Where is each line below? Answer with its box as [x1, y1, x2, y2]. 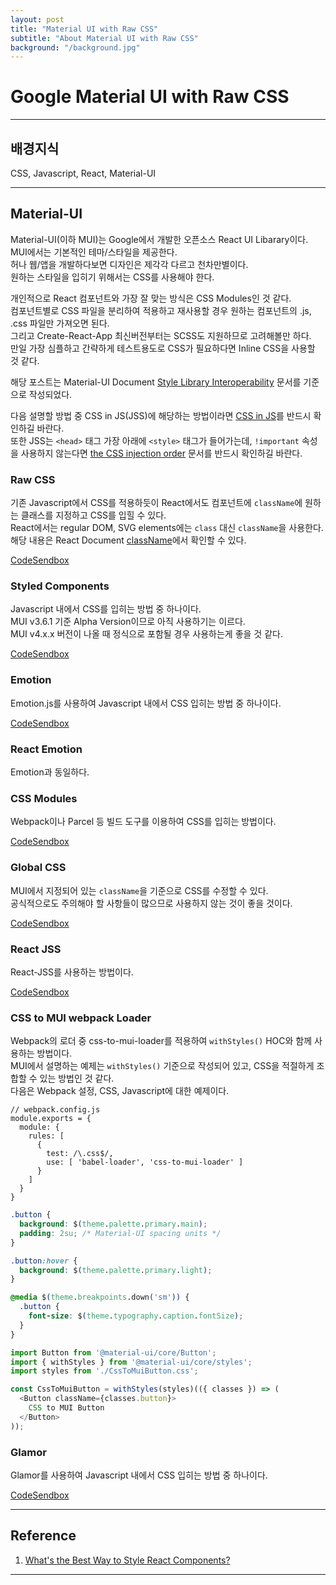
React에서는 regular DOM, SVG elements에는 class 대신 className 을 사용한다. [10, 522, 324, 534]
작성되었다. [28, 388, 73, 400]
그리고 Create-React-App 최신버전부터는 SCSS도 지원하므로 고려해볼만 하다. [10, 329, 312, 341]
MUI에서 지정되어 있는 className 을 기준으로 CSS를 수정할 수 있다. [10, 884, 269, 896]
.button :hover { [10, 1256, 78, 1266]
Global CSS [10, 861, 67, 875]
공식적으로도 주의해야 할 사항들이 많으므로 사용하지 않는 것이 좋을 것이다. [10, 897, 293, 909]
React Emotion [10, 742, 83, 756]
